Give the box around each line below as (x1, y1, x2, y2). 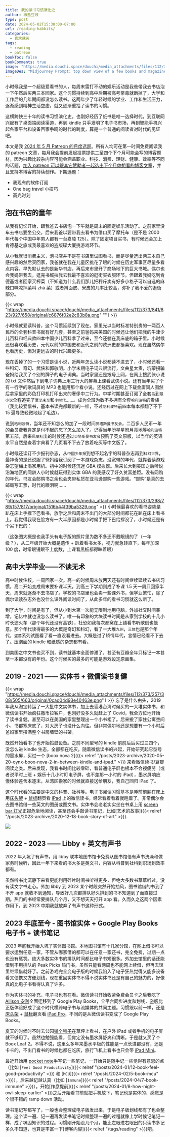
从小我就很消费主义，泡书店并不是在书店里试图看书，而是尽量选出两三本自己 (5, 253, 165, 259)
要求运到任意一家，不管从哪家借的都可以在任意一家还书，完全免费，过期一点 (5, 949, 165, 955)
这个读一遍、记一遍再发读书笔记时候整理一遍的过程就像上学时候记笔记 (14, 1113, 160, 1119)
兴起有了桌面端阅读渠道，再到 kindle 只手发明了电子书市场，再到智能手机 (5, 120, 158, 126)
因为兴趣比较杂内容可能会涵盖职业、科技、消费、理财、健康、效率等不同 (14, 156, 165, 162)
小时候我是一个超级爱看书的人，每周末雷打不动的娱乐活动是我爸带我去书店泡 (5, 83, 165, 89)
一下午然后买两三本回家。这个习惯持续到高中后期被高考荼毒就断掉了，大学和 (5, 90, 165, 96)
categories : (5, 31, 30, 36)
